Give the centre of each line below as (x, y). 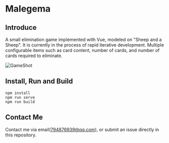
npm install (18, 93)
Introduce (21, 28)
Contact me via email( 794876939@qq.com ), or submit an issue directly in (82, 129)
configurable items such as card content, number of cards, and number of (82, 50)
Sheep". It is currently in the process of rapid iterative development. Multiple (85, 45)
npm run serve (20, 97)
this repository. (21, 135)
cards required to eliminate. (34, 56)
